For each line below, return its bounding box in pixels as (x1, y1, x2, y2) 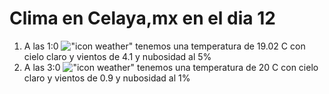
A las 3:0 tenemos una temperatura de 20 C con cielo (23, 61, 319, 73)
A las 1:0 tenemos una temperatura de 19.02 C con (23, 40, 306, 52)
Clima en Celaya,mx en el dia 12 (9, 7, 276, 30)
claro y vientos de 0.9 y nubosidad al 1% (23, 72, 191, 84)
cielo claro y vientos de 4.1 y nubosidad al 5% (23, 50, 212, 62)
